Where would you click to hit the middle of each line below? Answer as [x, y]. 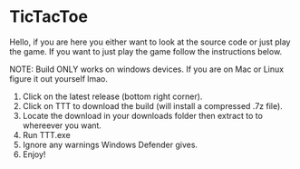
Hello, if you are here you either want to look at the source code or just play [150, 42]
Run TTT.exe [46, 134]
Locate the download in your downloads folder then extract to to [142, 115]
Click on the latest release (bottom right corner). [112, 96]
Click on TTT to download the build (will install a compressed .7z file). [152, 105]
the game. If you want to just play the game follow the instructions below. [146, 51]
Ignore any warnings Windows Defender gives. [110, 144]
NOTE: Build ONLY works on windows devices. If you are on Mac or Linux [146, 69]
